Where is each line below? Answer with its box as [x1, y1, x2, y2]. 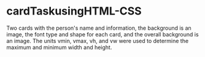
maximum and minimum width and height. [6, 44, 112, 51]
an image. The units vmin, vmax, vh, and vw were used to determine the [6, 37, 189, 44]
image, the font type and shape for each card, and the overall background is [6, 30, 199, 38]
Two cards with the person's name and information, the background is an [6, 24, 191, 32]
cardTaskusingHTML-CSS [6, 4, 142, 18]
